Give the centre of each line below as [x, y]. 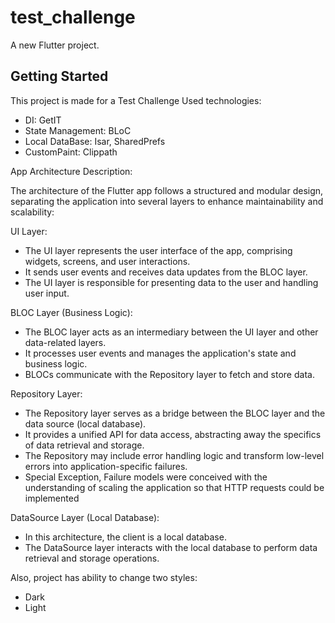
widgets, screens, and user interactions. [107, 261]
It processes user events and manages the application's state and [160, 353]
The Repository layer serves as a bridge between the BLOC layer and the [175, 413]
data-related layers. [65, 342]
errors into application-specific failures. [106, 466]
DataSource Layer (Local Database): [85, 517]
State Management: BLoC [78, 130]
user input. [47, 293]
